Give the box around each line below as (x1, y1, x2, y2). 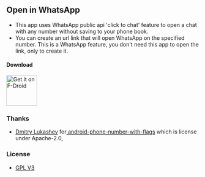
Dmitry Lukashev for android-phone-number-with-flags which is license (15, 128, 197, 135)
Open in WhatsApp (6, 5, 81, 15)
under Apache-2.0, (15, 135, 63, 142)
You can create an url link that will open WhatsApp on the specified (15, 34, 185, 42)
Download (6, 61, 33, 69)
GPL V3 (15, 164, 35, 171)
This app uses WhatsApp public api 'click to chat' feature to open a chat (15, 21, 197, 28)
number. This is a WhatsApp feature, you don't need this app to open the (15, 40, 199, 48)
